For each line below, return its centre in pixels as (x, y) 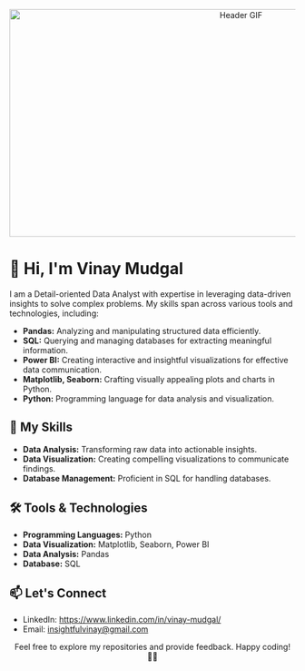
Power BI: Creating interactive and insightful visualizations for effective (155, 360)
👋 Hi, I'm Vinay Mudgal (97, 269)
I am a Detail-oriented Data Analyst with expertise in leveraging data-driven (150, 294)
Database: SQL (51, 564)
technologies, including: (54, 313)
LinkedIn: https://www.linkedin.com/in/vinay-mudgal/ (122, 620)
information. (45, 350)
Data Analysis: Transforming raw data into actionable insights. (140, 449)
